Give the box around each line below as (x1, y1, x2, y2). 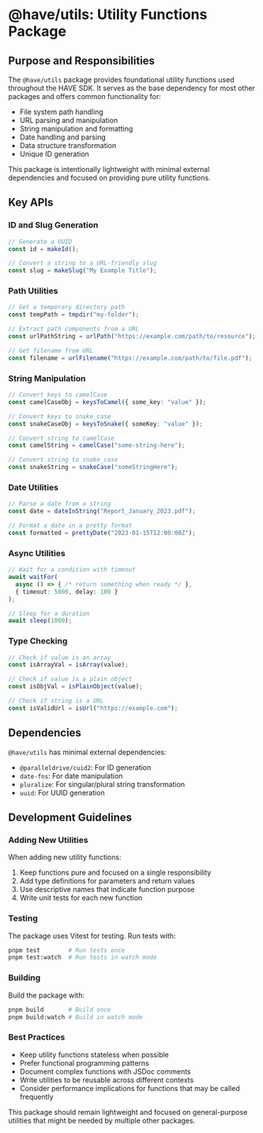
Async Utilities (8, 547, 66, 559)
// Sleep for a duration (8, 609, 90, 617)
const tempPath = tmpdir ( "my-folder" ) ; (8, 311, 140, 319)
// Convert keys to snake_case (8, 412, 111, 421)
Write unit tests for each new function (19, 893, 143, 902)
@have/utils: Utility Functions (8, 6, 208, 24)
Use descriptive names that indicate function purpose (19, 885, 195, 895)
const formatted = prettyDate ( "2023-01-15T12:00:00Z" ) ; (8, 528, 196, 536)
